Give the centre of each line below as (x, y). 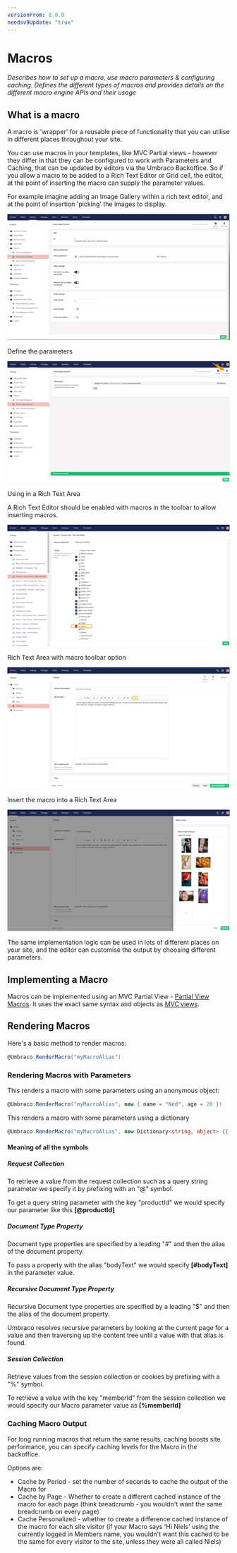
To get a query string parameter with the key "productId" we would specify (116, 1202)
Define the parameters (40, 351)
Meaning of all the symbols (48, 1147)
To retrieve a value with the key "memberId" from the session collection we (116, 1398)
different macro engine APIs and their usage (72, 92)
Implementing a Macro (58, 980)
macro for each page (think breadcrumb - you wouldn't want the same (120, 1504)
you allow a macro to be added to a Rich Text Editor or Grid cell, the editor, (115, 176)
